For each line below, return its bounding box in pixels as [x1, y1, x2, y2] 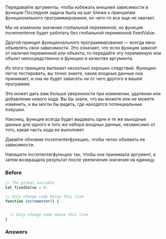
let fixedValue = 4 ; [5, 185, 48, 190]
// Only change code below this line [5, 194, 84, 199]
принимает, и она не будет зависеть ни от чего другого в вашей [5, 76, 142, 81]
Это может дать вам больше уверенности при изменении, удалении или [5, 91, 161, 96]
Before [5, 169, 22, 176]
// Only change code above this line [9, 212, 88, 217]
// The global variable [5, 181, 55, 186]
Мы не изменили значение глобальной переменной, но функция [5, 24, 143, 30]
